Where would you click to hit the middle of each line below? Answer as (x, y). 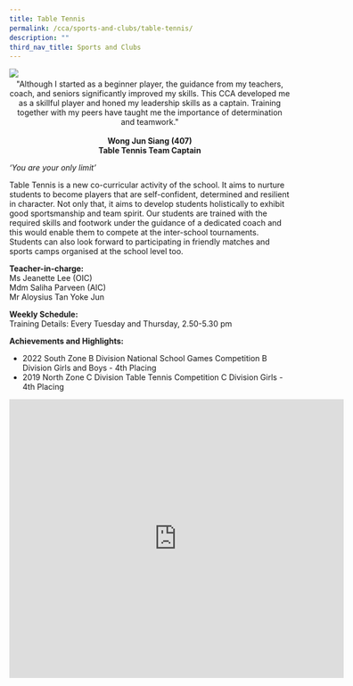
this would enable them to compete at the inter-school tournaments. (134, 233)
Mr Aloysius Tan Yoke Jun (57, 297)
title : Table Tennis (48, 19)
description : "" (39, 37)
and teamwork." (150, 122)
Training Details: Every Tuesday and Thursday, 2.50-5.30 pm (121, 324)
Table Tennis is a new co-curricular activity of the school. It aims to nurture (147, 185)
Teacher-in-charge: (47, 269)
